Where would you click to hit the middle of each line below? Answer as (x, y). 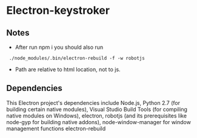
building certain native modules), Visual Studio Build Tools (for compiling (97, 109)
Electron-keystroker (58, 11)
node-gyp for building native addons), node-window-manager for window (98, 122)
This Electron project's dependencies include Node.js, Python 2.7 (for (93, 102)
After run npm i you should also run (59, 47)
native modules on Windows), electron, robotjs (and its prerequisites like (96, 116)
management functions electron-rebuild (56, 128)
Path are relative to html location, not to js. (68, 69)
